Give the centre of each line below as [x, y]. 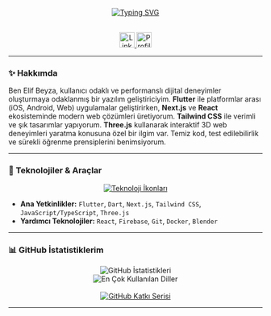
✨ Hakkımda [33, 73]
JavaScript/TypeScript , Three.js [75, 212]
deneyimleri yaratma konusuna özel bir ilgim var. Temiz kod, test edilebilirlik [134, 134]
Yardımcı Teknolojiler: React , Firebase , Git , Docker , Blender [119, 221]
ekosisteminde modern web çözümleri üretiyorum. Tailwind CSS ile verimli [132, 116]
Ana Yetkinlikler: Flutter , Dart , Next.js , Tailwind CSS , [110, 204]
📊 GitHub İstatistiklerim [56, 250]
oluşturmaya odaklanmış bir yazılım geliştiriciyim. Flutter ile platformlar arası [135, 99]
